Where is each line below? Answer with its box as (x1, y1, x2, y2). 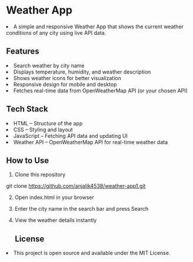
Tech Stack (6, 104, 48, 114)
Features (6, 47, 39, 57)
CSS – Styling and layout (14, 126, 73, 133)
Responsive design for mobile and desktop (14, 81, 117, 88)
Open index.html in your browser (14, 194, 94, 201)
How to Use (6, 155, 49, 165)
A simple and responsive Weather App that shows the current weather (14, 23, 184, 30)
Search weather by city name (14, 62, 85, 69)
